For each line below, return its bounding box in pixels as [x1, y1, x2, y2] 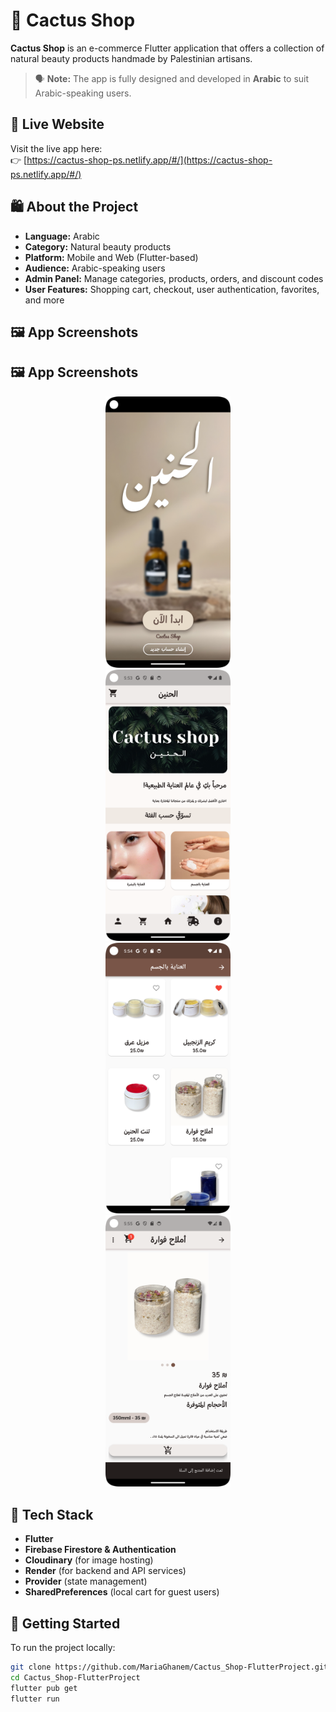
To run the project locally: [10, 1641, 116, 1653]
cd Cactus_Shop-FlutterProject [10, 1672, 141, 1683]
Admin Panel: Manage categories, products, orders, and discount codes [24, 272, 324, 284]
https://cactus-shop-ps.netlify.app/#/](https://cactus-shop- [26, 154, 273, 166]
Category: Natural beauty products [24, 240, 172, 253]
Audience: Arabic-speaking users [24, 262, 166, 274]
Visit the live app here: [10, 142, 103, 154]
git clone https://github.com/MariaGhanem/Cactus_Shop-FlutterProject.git [10, 1662, 329, 1672]
